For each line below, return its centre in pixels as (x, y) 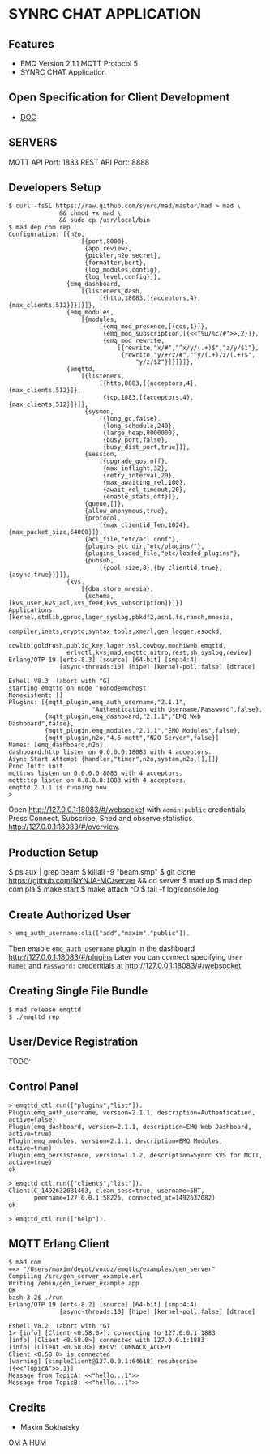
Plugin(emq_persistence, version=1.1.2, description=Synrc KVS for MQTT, (136, 1155)
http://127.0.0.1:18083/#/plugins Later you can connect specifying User (126, 957)
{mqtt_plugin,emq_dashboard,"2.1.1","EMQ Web (122, 717)
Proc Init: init (36, 767)
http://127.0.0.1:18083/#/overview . (64, 827)
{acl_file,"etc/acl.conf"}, (132, 540)
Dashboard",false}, (41, 724)
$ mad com (25, 1262)
